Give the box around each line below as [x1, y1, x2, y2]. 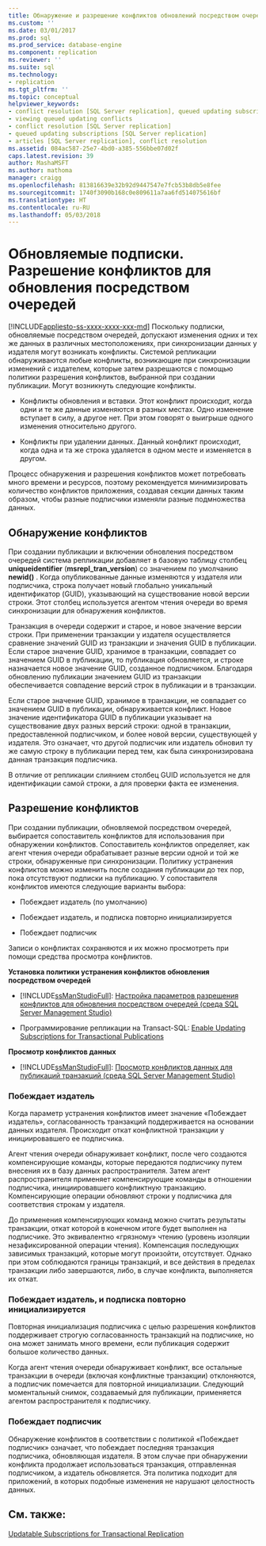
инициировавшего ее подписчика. [8, 1134, 124, 1144]
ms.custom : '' [8, 19, 55, 27]
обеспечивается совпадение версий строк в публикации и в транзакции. [8, 680, 256, 690]
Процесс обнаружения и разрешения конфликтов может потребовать [8, 469, 246, 479]
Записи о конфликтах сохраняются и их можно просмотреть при [8, 943, 230, 952]
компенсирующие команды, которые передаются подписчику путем [8, 1158, 243, 1167]
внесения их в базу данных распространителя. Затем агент [8, 1166, 211, 1175]
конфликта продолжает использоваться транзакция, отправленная [8, 1459, 237, 1469]
